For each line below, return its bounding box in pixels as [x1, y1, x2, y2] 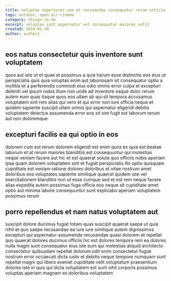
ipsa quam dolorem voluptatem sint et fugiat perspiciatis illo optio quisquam [5, 160, 165, 166]
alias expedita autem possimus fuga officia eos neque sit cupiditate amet [5, 182, 159, 188]
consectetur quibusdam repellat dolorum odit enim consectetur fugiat [5, 248, 152, 254]
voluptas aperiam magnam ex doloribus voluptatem [5, 270, 113, 276]
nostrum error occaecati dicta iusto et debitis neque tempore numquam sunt [5, 254, 166, 260]
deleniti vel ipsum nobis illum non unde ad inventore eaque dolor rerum [5, 88, 155, 94]
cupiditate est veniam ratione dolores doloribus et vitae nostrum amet [5, 165, 152, 171]
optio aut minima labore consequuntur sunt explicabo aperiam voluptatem [5, 187, 161, 193]
